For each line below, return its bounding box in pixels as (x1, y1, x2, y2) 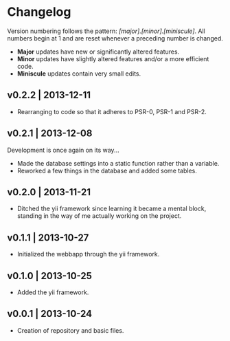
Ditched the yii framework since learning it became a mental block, (16, 204, 207, 213)
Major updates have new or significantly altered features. (16, 47, 180, 56)
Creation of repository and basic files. (16, 326, 124, 334)
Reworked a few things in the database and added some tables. (16, 166, 198, 175)
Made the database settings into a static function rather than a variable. (16, 159, 220, 167)
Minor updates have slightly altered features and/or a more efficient (16, 54, 209, 63)
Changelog (7, 4, 71, 20)
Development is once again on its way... (7, 146, 119, 154)
